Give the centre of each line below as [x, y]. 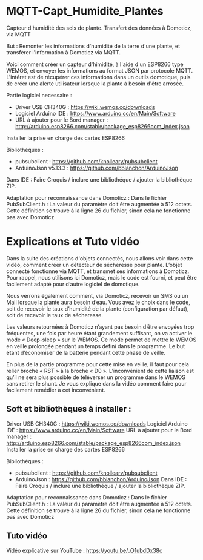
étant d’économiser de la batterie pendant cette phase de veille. [86, 352]
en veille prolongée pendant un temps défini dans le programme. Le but [96, 346]
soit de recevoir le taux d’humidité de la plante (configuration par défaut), [98, 308]
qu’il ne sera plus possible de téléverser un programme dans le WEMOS [96, 377]
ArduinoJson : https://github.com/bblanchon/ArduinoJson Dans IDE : [101, 479]
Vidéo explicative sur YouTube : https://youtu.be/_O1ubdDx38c [84, 550]
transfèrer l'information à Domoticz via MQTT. [64, 52]
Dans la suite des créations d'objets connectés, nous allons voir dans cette [100, 258]
